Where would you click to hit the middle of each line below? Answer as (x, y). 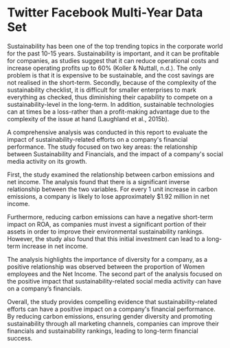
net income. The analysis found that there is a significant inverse (99, 182)
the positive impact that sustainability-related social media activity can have (114, 281)
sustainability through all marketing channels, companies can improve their (113, 323)
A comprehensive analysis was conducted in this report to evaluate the (107, 132)
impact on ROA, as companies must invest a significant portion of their (107, 224)
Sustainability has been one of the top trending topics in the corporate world (115, 46)
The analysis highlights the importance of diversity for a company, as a (107, 259)
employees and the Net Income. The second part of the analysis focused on (115, 274)
